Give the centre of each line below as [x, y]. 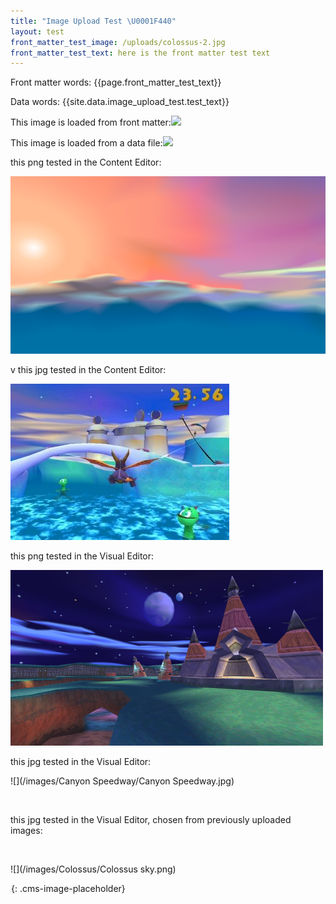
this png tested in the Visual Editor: [82, 556]
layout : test [37, 31]
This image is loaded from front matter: [91, 122]
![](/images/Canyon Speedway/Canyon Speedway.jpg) [122, 781]
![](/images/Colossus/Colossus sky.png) [93, 869]
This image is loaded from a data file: [86, 143]
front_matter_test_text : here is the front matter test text [140, 53]
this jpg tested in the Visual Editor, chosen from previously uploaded [151, 819]
